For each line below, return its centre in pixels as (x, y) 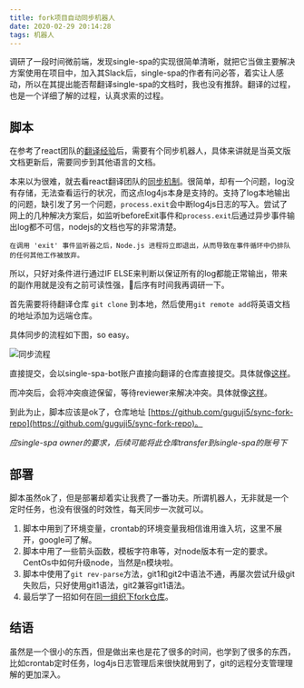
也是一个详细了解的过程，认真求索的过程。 (89, 95)
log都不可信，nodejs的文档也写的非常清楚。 (99, 227)
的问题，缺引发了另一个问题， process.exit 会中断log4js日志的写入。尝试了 (149, 204)
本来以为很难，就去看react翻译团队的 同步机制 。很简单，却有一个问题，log (148, 182)
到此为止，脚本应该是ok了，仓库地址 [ (80, 412)
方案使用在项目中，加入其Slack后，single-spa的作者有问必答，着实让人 (143, 73)
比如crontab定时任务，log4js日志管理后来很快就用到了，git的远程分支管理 (147, 663)
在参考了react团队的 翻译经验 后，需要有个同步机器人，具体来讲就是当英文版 (150, 151)
